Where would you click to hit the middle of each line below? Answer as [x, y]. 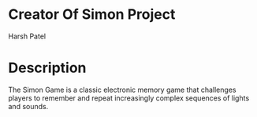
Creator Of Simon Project [92, 15]
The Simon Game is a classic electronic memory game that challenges [122, 90]
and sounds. [28, 106]
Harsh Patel [27, 36]
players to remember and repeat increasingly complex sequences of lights [129, 98]
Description [47, 68]
